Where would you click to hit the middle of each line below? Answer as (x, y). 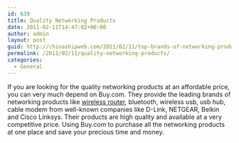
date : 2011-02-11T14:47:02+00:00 (57, 27)
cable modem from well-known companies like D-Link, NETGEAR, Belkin (113, 109)
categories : (25, 60)
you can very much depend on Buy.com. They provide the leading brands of (119, 94)
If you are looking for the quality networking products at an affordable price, (118, 86)
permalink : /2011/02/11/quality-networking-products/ (89, 54)
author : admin (28, 34)
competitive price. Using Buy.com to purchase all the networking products (116, 124)
